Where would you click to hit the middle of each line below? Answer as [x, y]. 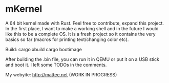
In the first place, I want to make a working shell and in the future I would [82, 28]
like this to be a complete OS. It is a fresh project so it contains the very [80, 34]
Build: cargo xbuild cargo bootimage [44, 49]
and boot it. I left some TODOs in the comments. [56, 65]
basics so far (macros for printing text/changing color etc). [67, 39]
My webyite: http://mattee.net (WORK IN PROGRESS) [61, 74]
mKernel [24, 9]
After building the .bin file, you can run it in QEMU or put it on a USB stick [82, 59]
